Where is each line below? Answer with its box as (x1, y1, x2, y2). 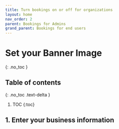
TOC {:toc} (12, 101, 35, 107)
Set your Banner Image (5, 47, 102, 59)
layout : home (5, 12, 32, 17)
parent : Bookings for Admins (5, 21, 66, 26)
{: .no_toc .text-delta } (5, 91, 50, 97)
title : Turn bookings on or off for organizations (5, 7, 113, 12)
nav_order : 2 (5, 16, 32, 21)
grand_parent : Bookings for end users (5, 26, 86, 31)
